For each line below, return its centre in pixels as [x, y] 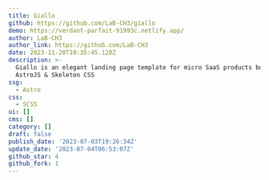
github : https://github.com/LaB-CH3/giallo [82, 23]
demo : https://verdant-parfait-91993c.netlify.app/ [96, 30]
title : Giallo [32, 16]
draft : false [30, 134]
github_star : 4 [34, 156]
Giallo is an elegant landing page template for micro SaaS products [134, 68]
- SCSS [26, 104]
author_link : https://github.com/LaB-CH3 [78, 45]
